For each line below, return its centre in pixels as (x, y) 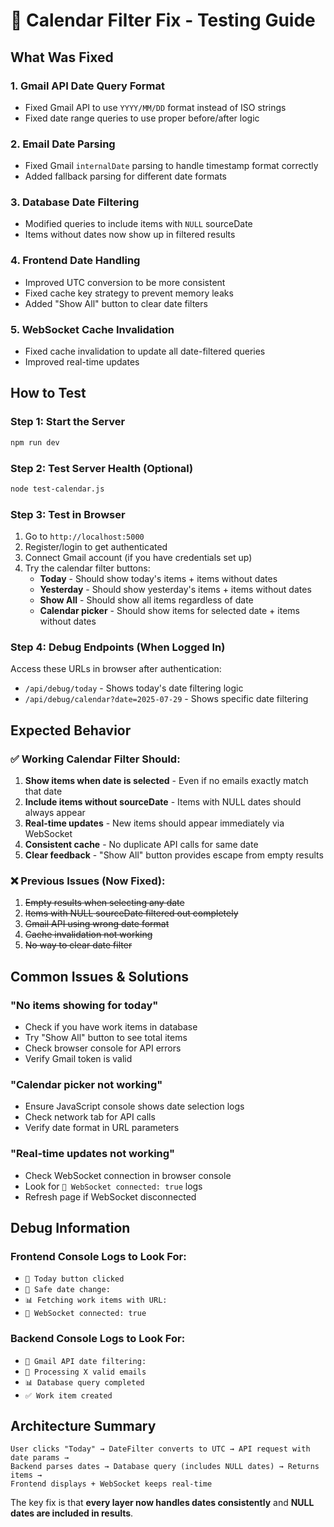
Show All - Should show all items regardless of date (146, 600)
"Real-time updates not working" (93, 1154)
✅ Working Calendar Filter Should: (95, 759)
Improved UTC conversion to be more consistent (125, 282)
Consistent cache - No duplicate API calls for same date (141, 845)
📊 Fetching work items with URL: (96, 1300)
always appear (55, 813)
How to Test (48, 393)
